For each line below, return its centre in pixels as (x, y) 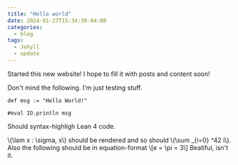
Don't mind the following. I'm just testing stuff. (75, 87)
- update (27, 54)
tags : (15, 41)
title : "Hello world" (40, 14)
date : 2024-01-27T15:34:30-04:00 (57, 21)
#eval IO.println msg (40, 113)
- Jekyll (27, 47)
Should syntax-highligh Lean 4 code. (62, 126)
